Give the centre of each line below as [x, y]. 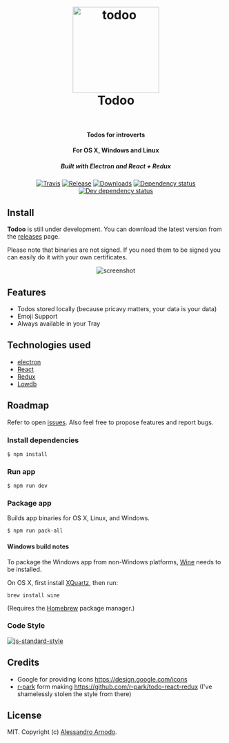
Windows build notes [38, 546]
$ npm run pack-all [35, 531]
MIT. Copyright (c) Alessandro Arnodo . [62, 732]
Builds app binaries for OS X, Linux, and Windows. [79, 518]
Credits [23, 663]
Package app [29, 504]
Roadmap [28, 406]
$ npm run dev [28, 486]
